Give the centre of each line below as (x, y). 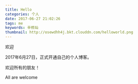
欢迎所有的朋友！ (22, 67)
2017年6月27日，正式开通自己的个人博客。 (49, 57)
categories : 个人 (22, 14)
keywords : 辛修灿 (22, 28)
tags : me (14, 23)
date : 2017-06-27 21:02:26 (33, 19)
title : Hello (18, 10)
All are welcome (21, 77)
